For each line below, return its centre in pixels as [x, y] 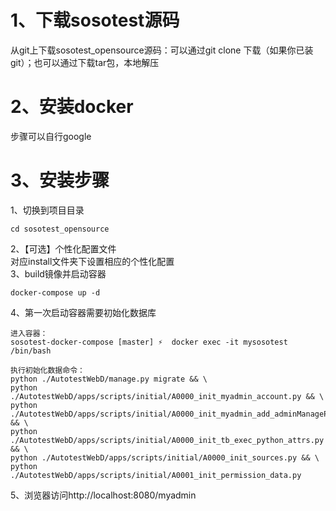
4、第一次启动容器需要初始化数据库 [83, 312]
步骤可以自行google [51, 136]
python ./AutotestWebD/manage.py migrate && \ [109, 379]
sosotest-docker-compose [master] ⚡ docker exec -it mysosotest [149, 342]
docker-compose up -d [55, 292]
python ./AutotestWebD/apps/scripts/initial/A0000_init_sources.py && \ [165, 457]
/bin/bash [31, 351]
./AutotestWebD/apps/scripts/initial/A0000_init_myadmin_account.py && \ [167, 396]
